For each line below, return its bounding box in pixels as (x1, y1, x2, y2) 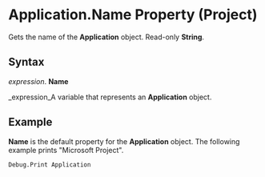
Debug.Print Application (8, 160, 91, 169)
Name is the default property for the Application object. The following (8, 136, 240, 146)
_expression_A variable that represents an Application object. (8, 92, 212, 102)
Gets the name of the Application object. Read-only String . (8, 32, 205, 42)
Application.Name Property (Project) (8, 6, 258, 24)
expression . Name (8, 76, 69, 86)
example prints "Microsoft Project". (8, 145, 124, 155)
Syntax (8, 55, 45, 69)
